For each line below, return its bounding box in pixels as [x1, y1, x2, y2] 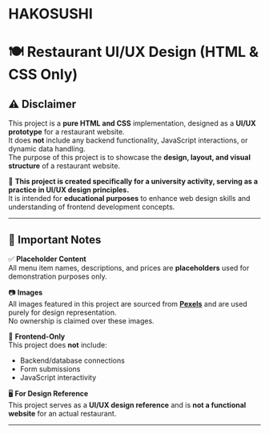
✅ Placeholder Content [8, 254, 86, 263]
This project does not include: [8, 340, 108, 349]
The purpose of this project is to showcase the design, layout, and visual [8, 153, 251, 163]
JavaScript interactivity [19, 373, 97, 382]
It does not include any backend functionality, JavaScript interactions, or [8, 135, 248, 145]
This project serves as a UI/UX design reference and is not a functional [8, 400, 247, 409]
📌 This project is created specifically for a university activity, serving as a [8, 177, 259, 187]
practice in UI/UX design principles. [8, 185, 130, 195]
